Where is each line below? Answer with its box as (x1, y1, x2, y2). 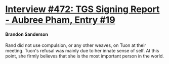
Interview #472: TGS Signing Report (5, 4, 160, 15)
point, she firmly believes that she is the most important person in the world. (5, 53, 164, 59)
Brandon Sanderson (5, 31, 49, 37)
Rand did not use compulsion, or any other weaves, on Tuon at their (5, 42, 147, 48)
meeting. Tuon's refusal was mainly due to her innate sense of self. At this (5, 48, 159, 54)
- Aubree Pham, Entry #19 (5, 14, 115, 26)
